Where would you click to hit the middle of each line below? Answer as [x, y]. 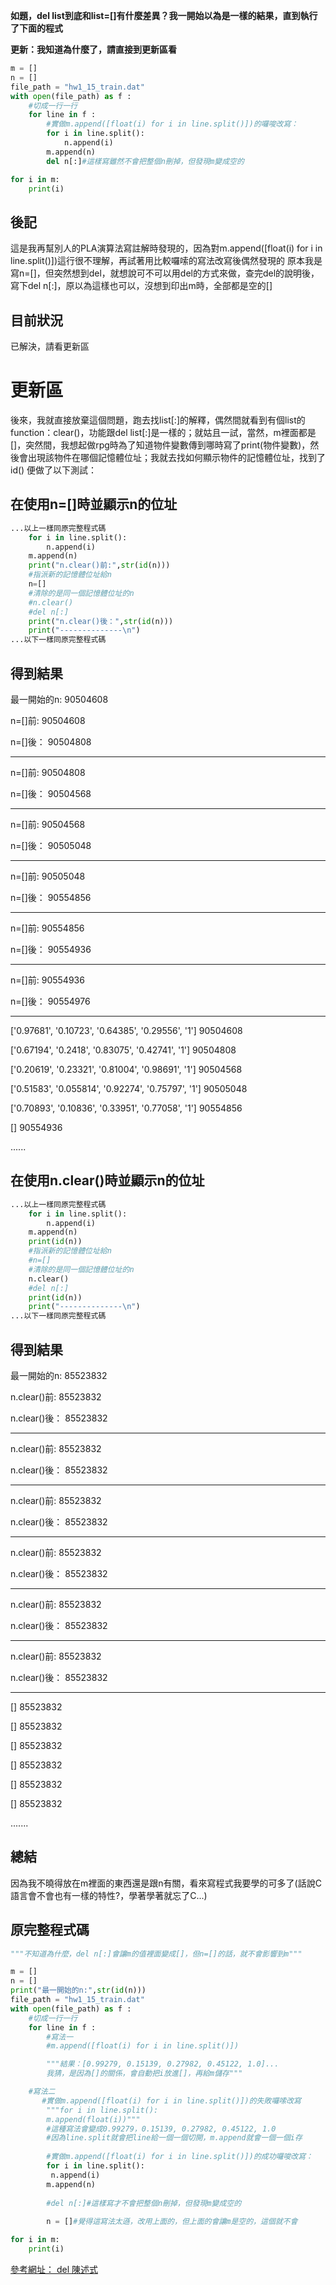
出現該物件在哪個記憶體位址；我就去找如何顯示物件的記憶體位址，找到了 [176, 457]
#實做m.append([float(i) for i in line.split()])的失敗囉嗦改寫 [171, 2100]
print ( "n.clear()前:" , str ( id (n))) [99, 565]
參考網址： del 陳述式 [54, 2269]
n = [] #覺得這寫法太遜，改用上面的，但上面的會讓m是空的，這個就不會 [172, 2222]
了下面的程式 [36, 28]
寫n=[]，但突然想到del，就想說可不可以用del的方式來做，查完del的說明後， [165, 273]
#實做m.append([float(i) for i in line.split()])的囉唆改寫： [172, 124]
